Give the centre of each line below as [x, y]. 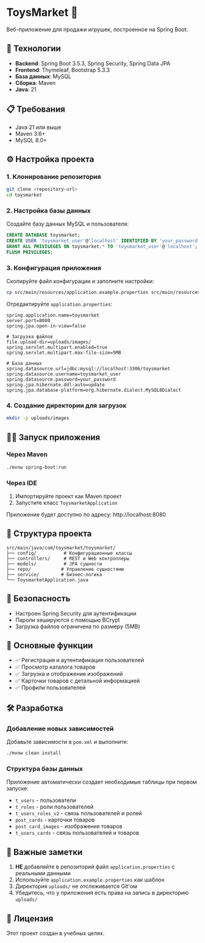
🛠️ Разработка [35, 708]
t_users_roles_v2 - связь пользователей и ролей [78, 813]
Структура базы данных [45, 768]
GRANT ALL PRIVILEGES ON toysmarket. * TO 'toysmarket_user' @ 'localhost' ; [102, 247]
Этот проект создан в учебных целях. [56, 933]
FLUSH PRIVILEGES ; [30, 252]
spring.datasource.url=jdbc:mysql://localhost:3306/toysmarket [88, 369]
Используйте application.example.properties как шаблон [90, 880]
